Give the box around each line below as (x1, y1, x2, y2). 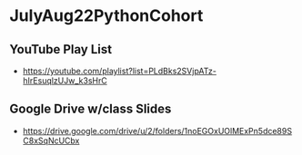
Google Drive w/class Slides (9, 102, 172, 117)
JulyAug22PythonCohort (9, 5, 204, 26)
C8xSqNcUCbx (22, 135, 80, 146)
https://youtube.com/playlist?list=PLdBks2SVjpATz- (22, 65, 216, 76)
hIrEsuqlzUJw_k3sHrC (22, 75, 107, 86)
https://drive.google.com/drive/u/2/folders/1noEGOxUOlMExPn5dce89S (22, 125, 293, 136)
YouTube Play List (9, 42, 112, 57)
